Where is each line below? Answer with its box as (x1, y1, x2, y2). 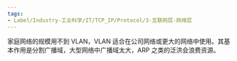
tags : (7, 10, 23, 18)
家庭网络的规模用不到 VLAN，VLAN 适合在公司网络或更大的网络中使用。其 (7, 36, 224, 46)
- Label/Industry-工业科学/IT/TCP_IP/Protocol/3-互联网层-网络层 (7, 17, 192, 24)
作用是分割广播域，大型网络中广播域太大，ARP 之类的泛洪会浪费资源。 (13, 46, 220, 54)
